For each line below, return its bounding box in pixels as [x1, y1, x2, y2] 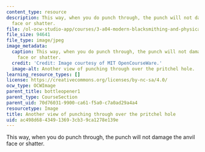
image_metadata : [6, 43, 48, 49]
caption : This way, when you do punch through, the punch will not [12, 49, 187, 55]
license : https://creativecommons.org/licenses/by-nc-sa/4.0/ [6, 77, 168, 83]
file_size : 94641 [6, 32, 51, 38]
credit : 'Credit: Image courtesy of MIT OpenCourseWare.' [12, 60, 163, 66]
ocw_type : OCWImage [6, 83, 56, 89]
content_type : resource [6, 9, 67, 15]
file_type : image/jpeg [6, 37, 64, 43]
